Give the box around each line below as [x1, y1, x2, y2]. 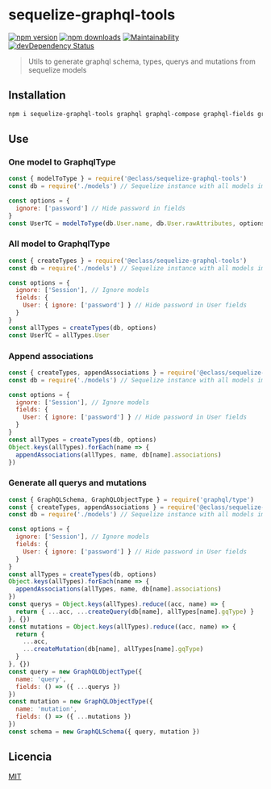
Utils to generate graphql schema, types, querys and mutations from [27, 56, 256, 66]
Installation [8, 89, 66, 102]
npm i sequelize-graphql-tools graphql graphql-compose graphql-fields [8, 110, 254, 118]
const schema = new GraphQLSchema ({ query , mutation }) [8, 728, 200, 736]
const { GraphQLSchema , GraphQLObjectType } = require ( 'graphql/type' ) [8, 495, 254, 503]
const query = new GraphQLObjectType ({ [8, 667, 143, 675]
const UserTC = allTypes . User [8, 331, 110, 340]
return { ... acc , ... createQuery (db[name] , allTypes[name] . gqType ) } [15, 607, 254, 616]
